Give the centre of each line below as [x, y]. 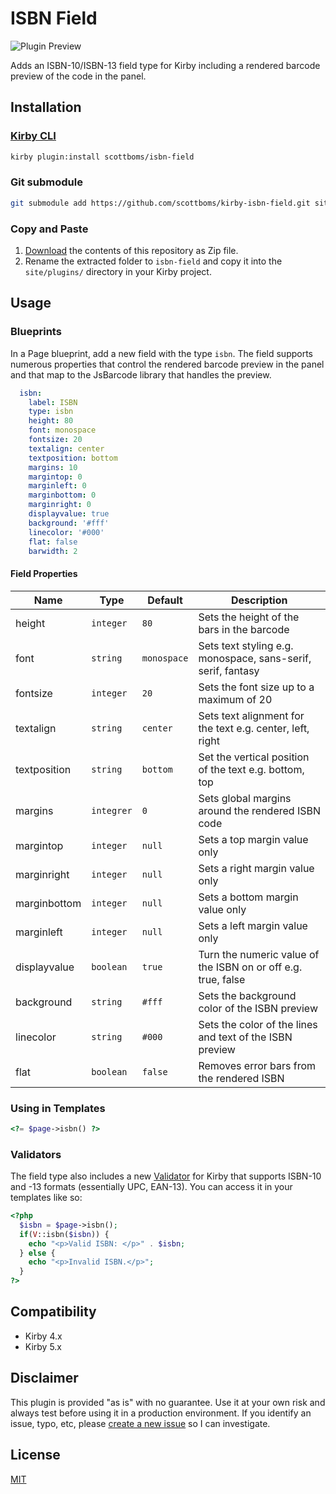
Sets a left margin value [253, 925]
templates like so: [46, 1198]
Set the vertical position [254, 757]
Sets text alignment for [251, 715]
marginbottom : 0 [62, 495]
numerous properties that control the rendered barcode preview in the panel [167, 364]
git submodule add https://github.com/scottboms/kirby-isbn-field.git [160, 203]
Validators [36, 1154]
